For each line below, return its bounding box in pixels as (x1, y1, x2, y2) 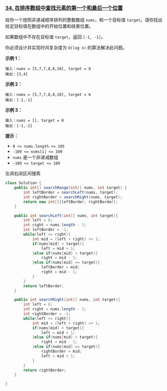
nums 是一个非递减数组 (12, 154, 59, 160)
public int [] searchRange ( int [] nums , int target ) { (14, 185, 127, 190)
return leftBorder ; (23, 284, 64, 289)
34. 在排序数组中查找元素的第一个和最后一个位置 (5, 4, 123, 11)
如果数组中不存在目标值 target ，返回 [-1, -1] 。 (5, 34, 106, 40)
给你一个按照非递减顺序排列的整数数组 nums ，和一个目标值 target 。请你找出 (5, 17, 162, 23)
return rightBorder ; (23, 367, 66, 373)
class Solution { (5, 181, 42, 186)
